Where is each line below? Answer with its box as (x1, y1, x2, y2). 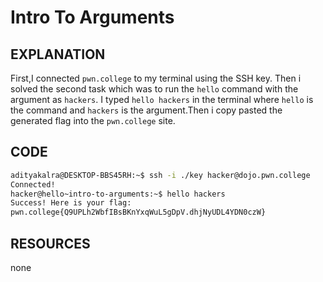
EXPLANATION (10, 46, 106, 63)
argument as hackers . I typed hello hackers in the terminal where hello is (10, 94, 314, 105)
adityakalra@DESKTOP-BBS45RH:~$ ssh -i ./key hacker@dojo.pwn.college (10, 170, 311, 180)
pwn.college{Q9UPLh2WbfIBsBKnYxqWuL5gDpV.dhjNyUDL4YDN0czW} (10, 207, 267, 218)
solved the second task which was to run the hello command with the (10, 83, 299, 95)
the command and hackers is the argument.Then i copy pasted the (10, 104, 283, 116)
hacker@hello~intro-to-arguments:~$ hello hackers (10, 189, 226, 199)
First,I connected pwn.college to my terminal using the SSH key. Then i (10, 72, 302, 84)
